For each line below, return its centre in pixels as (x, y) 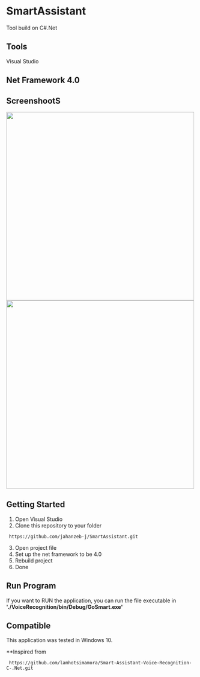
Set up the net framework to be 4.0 (58, 554)
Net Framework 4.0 (43, 80)
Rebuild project (34, 560)
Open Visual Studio (39, 519)
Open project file (36, 547)
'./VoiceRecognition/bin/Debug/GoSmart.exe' (65, 606)
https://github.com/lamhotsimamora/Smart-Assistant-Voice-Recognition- (100, 663)
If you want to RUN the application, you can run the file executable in (91, 600)
